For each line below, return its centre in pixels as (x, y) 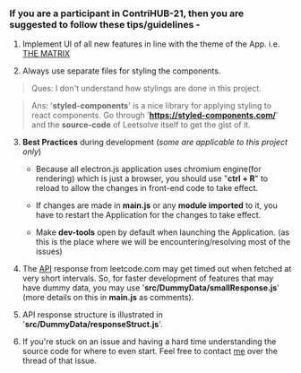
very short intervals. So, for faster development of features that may (148, 278)
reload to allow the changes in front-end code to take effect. (146, 188)
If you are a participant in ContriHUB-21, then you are (127, 13)
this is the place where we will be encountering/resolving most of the (163, 242)
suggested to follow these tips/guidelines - (105, 24)
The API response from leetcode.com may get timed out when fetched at (157, 269)
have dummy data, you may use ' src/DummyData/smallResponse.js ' (151, 288)
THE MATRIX (46, 54)
